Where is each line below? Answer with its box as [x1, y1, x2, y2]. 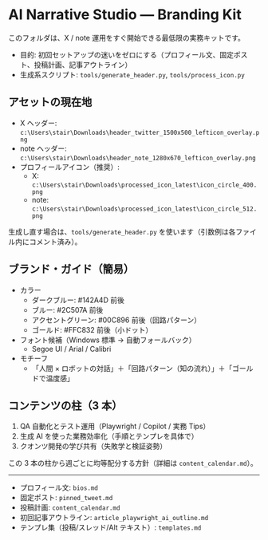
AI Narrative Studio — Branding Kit [8, 6, 242, 24]
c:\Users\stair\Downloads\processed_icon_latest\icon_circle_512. [31, 205, 258, 213]
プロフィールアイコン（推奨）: [19, 162, 120, 171]
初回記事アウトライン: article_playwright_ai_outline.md [19, 513, 209, 522]
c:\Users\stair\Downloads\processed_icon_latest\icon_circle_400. [31, 181, 258, 189]
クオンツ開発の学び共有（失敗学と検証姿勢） [19, 441, 167, 451]
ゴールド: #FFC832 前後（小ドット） [31, 325, 153, 334]
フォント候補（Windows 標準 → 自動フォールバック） [19, 335, 196, 345]
